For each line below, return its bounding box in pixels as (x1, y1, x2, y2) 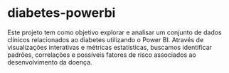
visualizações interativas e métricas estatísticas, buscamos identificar (7, 43, 212, 51)
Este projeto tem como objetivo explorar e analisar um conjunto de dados (7, 28, 222, 36)
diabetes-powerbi (7, 5, 116, 21)
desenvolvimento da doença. (7, 58, 92, 66)
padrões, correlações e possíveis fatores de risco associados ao (7, 51, 197, 59)
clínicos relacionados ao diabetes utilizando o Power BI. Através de (7, 35, 204, 44)
